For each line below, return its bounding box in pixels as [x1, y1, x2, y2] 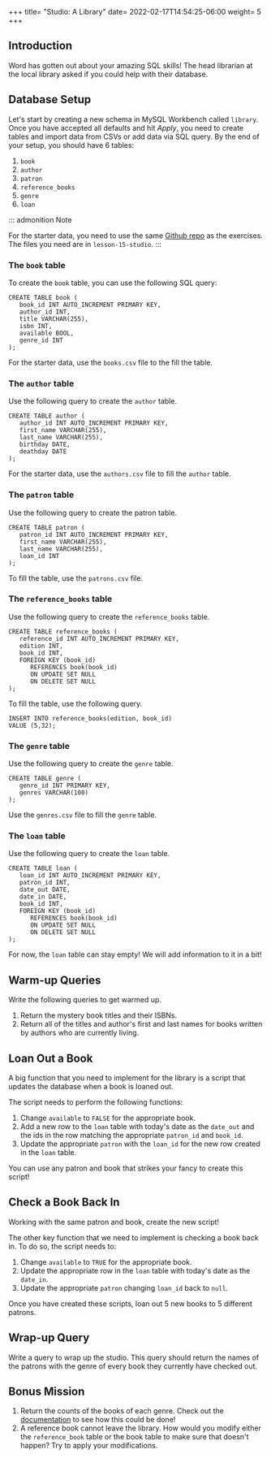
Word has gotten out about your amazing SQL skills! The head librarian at [8, 60, 253, 70]
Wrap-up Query [8, 1331, 90, 1345]
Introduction [8, 39, 73, 53]
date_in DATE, [19, 893, 67, 901]
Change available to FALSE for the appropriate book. [19, 1113, 196, 1123]
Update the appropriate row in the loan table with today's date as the [19, 1265, 251, 1275]
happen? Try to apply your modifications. [19, 1441, 158, 1451]
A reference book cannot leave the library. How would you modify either [19, 1423, 262, 1433]
